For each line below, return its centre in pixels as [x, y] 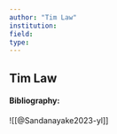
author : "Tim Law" [43, 17]
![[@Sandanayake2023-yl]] [59, 120]
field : [21, 34]
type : [19, 42]
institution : [33, 26]
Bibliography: [35, 101]
